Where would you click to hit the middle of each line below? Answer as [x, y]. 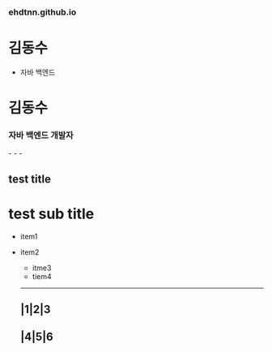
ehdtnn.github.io [42, 12]
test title [30, 179]
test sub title [51, 214]
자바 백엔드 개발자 [41, 135]
